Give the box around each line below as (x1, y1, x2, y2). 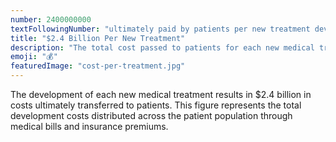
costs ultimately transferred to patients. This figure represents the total (10, 99, 302, 111)
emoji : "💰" (10, 52, 58, 62)
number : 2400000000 (10, 14, 92, 25)
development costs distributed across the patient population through (10, 110, 293, 121)
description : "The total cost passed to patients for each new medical (10, 42, 315, 53)
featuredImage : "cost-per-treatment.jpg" (10, 61, 186, 71)
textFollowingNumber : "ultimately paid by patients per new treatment (10, 24, 311, 34)
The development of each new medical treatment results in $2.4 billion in (10, 89, 312, 100)
